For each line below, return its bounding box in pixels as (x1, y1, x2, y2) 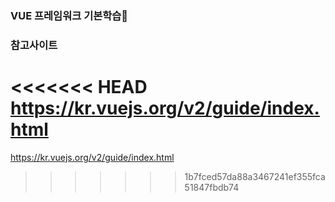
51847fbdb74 (184, 181, 240, 193)
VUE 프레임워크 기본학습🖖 (10, 8, 129, 22)
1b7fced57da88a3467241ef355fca (184, 170, 326, 182)
